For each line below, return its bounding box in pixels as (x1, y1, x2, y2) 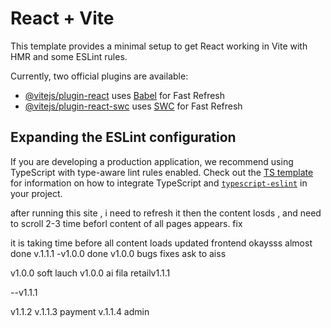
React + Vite (10, 7, 115, 30)
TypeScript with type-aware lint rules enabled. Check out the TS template (10, 166, 314, 178)
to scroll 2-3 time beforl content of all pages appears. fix (10, 217, 243, 229)
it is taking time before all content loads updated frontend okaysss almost (10, 237, 313, 249)
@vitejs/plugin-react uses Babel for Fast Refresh (24, 89, 226, 101)
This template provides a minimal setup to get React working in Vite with (10, 40, 308, 52)
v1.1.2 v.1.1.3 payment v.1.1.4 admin (10, 305, 150, 317)
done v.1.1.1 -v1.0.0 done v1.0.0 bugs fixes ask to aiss (10, 247, 227, 259)
